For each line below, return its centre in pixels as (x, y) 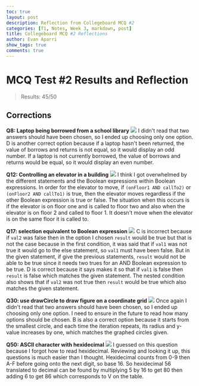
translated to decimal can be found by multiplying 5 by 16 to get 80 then (94, 370)
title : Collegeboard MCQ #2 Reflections (57, 34)
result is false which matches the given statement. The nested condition (96, 276)
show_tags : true (26, 45)
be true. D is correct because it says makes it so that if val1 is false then (95, 269)
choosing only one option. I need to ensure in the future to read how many (97, 313)
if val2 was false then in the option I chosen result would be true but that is (99, 237)
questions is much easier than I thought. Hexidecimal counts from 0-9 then (98, 357)
